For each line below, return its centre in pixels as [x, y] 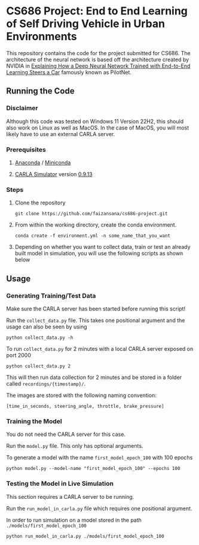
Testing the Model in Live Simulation [60, 484]
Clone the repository [40, 203]
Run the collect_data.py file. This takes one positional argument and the [96, 320]
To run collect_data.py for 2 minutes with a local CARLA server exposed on [100, 348]
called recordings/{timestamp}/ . [46, 383]
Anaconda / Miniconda [43, 162]
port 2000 [19, 355]
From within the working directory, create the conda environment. [96, 225]
